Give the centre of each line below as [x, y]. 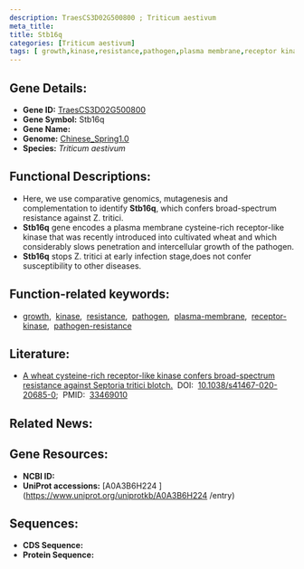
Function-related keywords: [90, 294]
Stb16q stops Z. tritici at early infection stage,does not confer [137, 256]
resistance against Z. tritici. [73, 217]
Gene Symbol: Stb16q [63, 119]
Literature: [40, 354]
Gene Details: [48, 88]
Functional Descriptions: [80, 177]
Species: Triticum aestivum [74, 148]
